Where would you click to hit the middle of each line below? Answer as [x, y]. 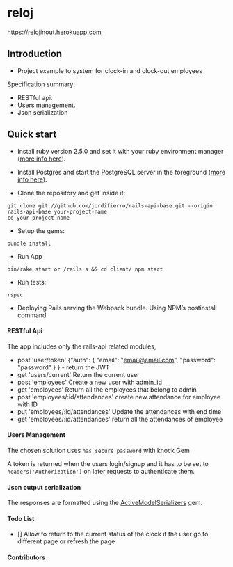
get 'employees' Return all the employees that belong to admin [107, 389]
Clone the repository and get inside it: [71, 193]
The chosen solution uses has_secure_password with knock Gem [98, 450]
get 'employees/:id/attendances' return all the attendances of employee [120, 419]
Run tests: [32, 282]
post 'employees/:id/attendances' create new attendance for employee [119, 397]
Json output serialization [44, 487]
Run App [30, 256]
